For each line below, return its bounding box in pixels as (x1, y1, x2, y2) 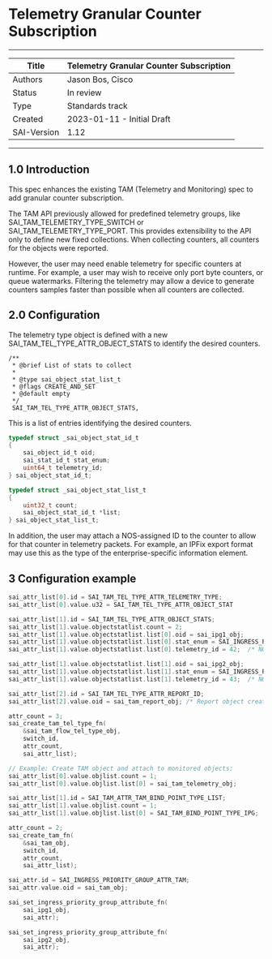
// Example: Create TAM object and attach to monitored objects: (8, 764, 233, 772)
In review (67, 87, 102, 98)
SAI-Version (12, 127, 60, 138)
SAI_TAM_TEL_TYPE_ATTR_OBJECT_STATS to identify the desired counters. (8, 338, 261, 348)
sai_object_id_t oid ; (23, 449, 96, 457)
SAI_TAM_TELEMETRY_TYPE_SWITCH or (8, 217, 144, 227)
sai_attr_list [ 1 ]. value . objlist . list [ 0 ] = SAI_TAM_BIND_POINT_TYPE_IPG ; (8, 809, 259, 818)
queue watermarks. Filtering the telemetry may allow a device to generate (8, 276, 255, 286)
